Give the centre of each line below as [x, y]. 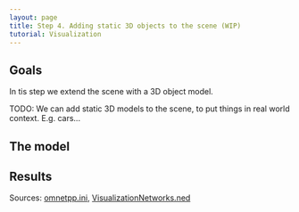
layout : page [33, 17]
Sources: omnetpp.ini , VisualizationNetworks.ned [100, 198]
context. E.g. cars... [45, 118]
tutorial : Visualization [55, 34]
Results [31, 176]
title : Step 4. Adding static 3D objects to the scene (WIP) [125, 26]
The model [40, 147]
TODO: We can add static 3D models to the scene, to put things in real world [149, 109]
